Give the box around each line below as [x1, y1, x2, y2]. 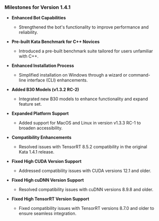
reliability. [18, 30, 38, 35]
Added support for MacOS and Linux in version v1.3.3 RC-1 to [18, 120, 141, 126]
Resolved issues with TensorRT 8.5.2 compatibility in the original [18, 144, 147, 150]
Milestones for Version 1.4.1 [4, 4, 71, 11]
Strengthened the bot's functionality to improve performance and [18, 24, 149, 30]
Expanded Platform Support [11, 110, 69, 116]
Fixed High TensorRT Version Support [11, 196, 89, 202]
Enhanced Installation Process [11, 63, 74, 69]
